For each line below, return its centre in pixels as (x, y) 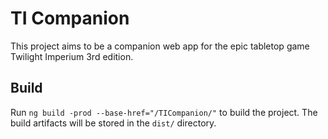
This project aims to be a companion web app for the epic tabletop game (160, 46)
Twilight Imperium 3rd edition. (72, 56)
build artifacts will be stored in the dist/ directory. (113, 123)
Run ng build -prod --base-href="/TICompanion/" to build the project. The (164, 112)
